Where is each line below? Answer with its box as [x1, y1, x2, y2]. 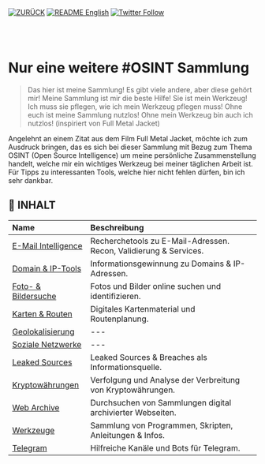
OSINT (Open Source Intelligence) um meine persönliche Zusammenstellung [8, 150, 256, 160]
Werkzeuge [12, 425, 55, 436]
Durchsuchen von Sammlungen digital [90, 397, 232, 408]
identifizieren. [90, 290, 141, 301]
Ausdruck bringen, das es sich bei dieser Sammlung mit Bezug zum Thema [8, 142, 252, 152]
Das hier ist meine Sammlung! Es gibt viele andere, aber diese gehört [27, 84, 252, 94]
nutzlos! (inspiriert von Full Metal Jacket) [27, 118, 160, 128]
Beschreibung [90, 222, 144, 233]
